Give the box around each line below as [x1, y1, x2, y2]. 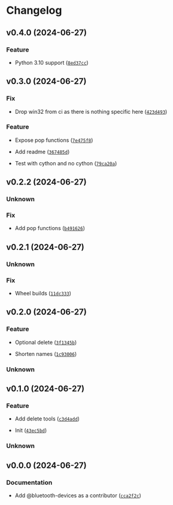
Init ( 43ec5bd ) [14, 427, 47, 434]
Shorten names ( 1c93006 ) [14, 350, 77, 357]
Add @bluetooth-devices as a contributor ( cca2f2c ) [14, 492, 142, 499]
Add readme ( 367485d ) [14, 148, 70, 155]
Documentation [6, 478, 53, 486]
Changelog [6, 4, 62, 17]
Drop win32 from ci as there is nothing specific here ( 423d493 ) [14, 108, 168, 115]
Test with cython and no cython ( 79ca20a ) [14, 159, 117, 167]
